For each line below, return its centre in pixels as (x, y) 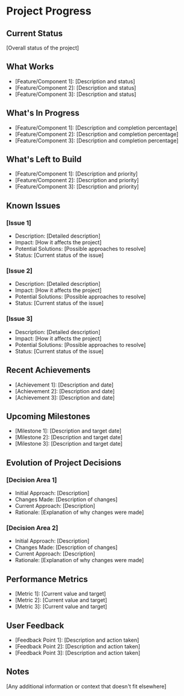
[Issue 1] (19, 223)
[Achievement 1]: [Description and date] (64, 385)
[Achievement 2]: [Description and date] (65, 391)
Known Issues (33, 205)
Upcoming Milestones (48, 416)
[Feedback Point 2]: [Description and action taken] (77, 646)
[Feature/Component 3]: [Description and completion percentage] (97, 141)
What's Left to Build (44, 160)
